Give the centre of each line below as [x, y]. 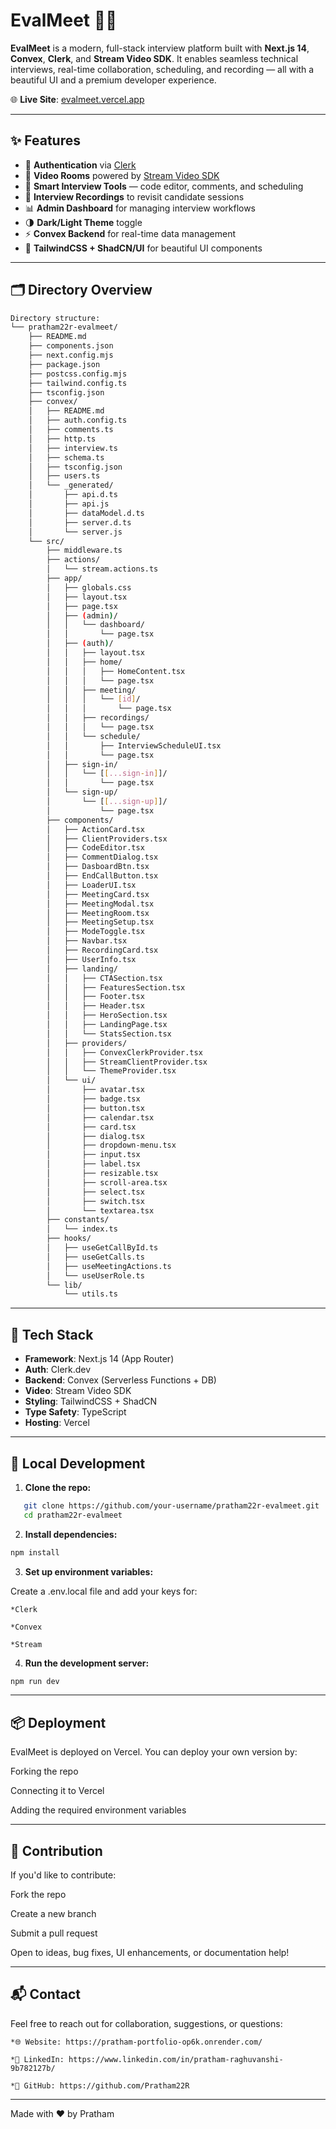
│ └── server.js [75, 532]
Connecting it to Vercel [57, 1791]
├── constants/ [78, 1220]
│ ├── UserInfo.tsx [91, 959]
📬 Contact [45, 1994]
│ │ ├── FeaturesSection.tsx [116, 987]
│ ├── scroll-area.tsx [107, 1182]
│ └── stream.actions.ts [102, 569]
